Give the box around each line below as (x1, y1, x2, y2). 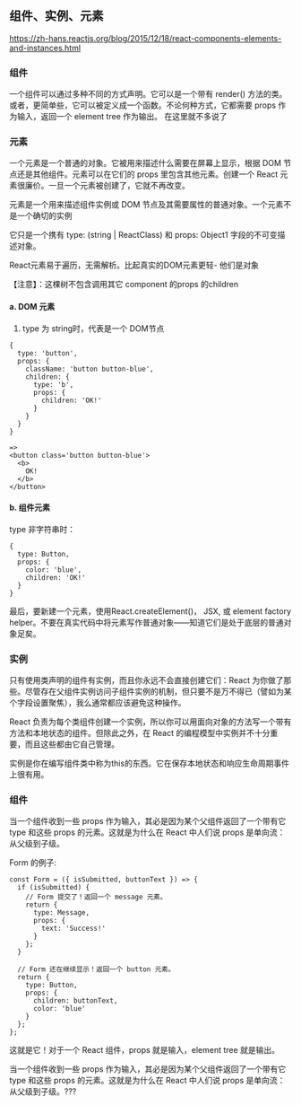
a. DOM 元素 (9, 302, 56, 311)
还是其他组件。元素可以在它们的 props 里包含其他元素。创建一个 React (16, 169, 279, 180)
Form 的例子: (9, 857, 56, 868)
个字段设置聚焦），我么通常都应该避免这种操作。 (9, 697, 186, 708)
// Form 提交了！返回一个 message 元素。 (25, 892, 168, 902)
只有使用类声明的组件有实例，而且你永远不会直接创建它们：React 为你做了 (9, 675, 284, 686)
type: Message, (32, 908, 90, 917)
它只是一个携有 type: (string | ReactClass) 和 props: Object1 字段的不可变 (9, 230, 278, 241)
